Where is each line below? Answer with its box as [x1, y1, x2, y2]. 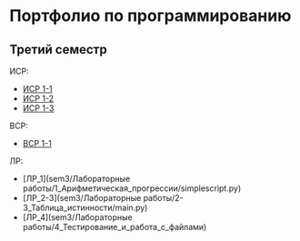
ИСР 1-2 [22, 93, 55, 104]
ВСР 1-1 [22, 138, 52, 148]
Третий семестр [9, 42, 107, 57]
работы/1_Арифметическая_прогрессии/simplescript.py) [22, 183, 242, 194]
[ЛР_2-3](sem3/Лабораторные [22, 193, 142, 203]
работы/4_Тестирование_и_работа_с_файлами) [22, 222, 207, 232]
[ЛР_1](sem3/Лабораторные [22, 174, 131, 184]
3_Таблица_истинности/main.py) [22, 202, 148, 213]
